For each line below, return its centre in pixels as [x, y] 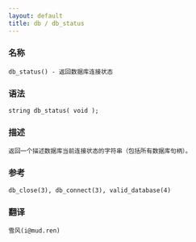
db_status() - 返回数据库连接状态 [61, 72]
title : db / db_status [46, 23]
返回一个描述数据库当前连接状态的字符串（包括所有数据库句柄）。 [100, 151]
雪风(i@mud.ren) [34, 231]
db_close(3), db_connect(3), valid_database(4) [90, 190]
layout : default [35, 16]
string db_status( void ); [54, 111]
